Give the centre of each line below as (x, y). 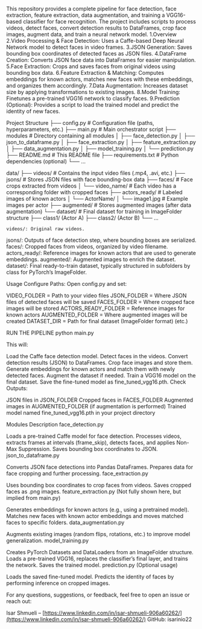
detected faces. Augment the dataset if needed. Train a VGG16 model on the (101, 375)
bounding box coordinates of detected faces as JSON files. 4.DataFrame (96, 53)
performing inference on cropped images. (58, 583)
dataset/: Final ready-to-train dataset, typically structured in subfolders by (98, 266)
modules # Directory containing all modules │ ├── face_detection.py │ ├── (101, 136)
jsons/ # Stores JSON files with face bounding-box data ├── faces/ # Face (99, 179)
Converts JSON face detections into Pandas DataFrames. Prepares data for (100, 467)
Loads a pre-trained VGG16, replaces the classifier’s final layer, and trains (97, 558)
